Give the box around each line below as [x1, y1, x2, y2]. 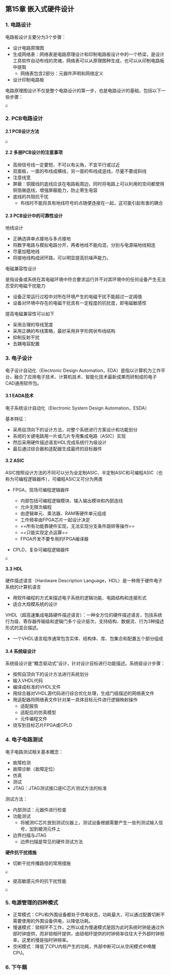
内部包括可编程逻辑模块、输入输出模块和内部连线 [20, 497, 123, 503]
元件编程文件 [20, 716, 47, 722]
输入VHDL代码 [12, 678, 43, 684]
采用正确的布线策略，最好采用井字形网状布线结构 [12, 328, 116, 334]
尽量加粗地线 [12, 249, 40, 255]
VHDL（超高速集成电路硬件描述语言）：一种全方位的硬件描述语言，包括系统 [5, 612, 163, 618]
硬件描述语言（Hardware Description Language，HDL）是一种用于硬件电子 [5, 578, 163, 584]
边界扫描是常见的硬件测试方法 [20, 838, 83, 845]
